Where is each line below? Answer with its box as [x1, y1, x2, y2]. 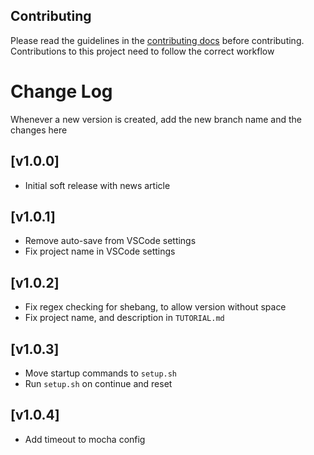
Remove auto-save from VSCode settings [24, 235, 197, 247]
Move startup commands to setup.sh [24, 367, 178, 379]
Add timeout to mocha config [24, 433, 146, 445]
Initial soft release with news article [24, 179, 171, 191]
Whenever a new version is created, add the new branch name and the [10, 113, 303, 125]
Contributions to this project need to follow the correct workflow [10, 45, 275, 57]
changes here [10, 124, 68, 136]
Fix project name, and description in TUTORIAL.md [24, 312, 225, 324]
